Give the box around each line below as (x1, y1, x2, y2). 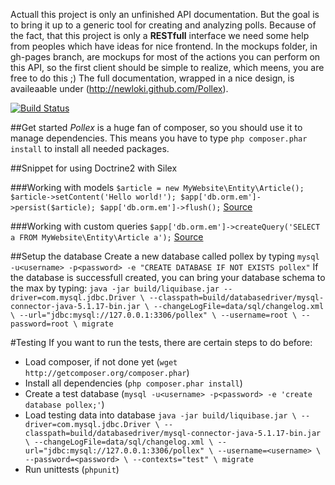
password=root (10, 319, 70, 329)
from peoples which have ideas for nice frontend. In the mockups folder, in (10, 40, 318, 52)
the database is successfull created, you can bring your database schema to (10, 272, 326, 283)
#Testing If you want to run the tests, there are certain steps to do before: (10, 337, 313, 348)
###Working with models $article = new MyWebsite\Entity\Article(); (10, 182, 305, 193)
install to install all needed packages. (10, 143, 170, 154)
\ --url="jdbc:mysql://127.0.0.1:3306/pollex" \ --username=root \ (10, 310, 298, 320)
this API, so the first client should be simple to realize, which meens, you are (10, 62, 325, 73)
